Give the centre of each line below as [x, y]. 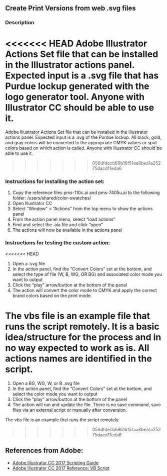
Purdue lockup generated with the [77, 86]
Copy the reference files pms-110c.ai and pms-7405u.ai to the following [86, 193]
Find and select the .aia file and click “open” [58, 224]
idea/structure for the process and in [83, 338]
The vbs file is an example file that [78, 316]
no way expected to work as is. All [77, 348]
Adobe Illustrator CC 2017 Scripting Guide [55, 462]
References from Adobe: [44, 451]
